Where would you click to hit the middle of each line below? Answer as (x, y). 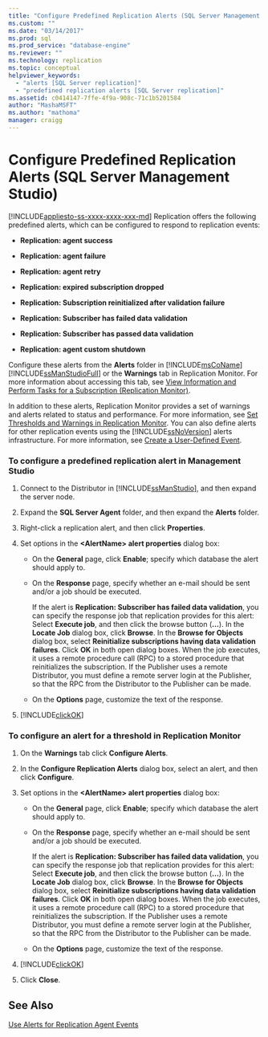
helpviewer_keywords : (45, 75)
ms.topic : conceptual (45, 68)
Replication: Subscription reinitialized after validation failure (122, 303)
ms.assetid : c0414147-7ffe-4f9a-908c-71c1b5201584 (95, 98)
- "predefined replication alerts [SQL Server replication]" (120, 90)
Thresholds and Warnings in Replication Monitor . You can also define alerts (132, 423)
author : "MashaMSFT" (43, 105)
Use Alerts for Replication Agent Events (73, 1025)
